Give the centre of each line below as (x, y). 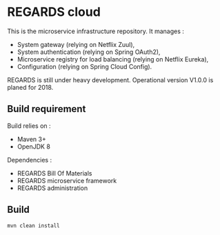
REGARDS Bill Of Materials (54, 173)
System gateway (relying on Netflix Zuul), (76, 44)
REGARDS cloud (54, 12)
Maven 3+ (31, 139)
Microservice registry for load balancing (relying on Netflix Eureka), (113, 59)
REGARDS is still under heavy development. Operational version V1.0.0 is (110, 79)
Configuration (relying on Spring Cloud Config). (84, 66)
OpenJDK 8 (33, 147)
